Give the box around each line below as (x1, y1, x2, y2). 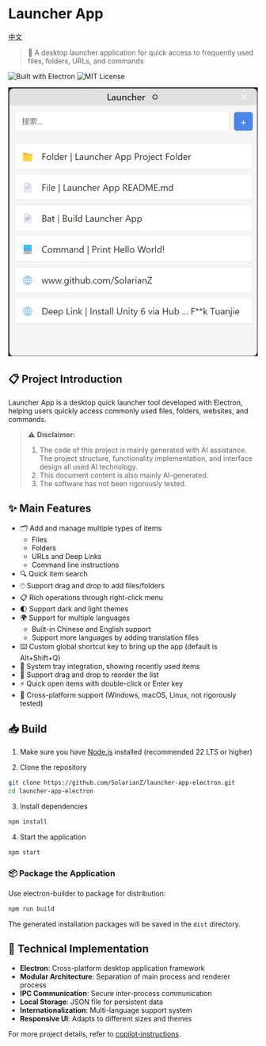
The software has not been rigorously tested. (39, 478, 187, 488)
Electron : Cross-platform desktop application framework (19, 963, 206, 972)
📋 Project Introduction (8, 373, 123, 386)
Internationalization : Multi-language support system (19, 1005, 192, 1014)
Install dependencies (19, 801, 89, 812)
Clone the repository (19, 763, 87, 772)
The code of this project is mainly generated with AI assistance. (39, 445, 247, 455)
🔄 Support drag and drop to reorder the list (19, 670, 160, 679)
